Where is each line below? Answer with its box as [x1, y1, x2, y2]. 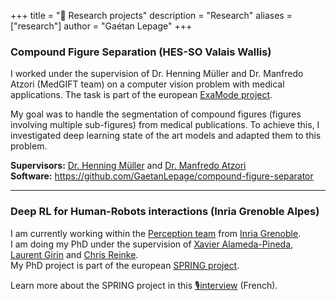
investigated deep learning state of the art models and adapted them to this [10, 130, 322, 142]
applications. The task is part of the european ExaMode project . [10, 89, 273, 101]
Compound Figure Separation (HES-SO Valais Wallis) [10, 45, 272, 59]
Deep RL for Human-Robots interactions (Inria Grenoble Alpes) [10, 205, 320, 219]
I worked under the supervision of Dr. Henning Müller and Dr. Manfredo [10, 68, 304, 80]
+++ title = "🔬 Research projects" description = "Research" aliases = [10, 10, 293, 21]
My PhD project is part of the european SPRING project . [10, 259, 240, 271]
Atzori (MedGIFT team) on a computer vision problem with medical [10, 78, 285, 90]
